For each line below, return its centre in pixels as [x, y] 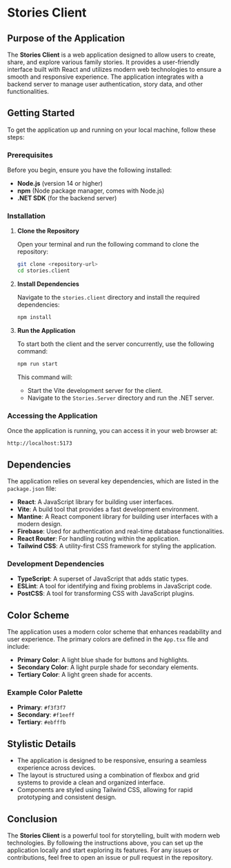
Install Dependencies [48, 284]
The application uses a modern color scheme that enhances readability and [114, 632]
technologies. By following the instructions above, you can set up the [105, 843]
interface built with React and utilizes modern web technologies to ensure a [114, 69]
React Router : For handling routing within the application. [99, 539]
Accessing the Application [52, 416]
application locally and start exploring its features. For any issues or [103, 850]
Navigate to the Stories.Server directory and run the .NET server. [121, 398]
